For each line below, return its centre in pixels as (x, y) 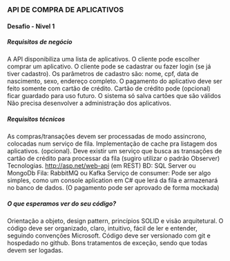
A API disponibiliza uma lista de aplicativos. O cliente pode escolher (104, 59)
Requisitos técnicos (36, 119)
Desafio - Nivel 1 (31, 26)
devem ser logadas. (35, 251)
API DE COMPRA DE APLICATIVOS (66, 10)
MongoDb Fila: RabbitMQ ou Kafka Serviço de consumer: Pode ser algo (109, 173)
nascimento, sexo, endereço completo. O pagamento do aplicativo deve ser (115, 81)
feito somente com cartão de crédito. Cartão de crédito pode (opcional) (109, 88)
